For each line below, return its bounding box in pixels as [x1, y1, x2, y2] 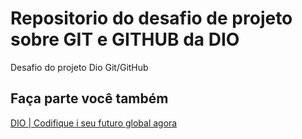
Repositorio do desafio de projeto [10, 7, 293, 30]
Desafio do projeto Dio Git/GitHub [10, 61, 149, 73]
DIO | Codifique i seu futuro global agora [10, 117, 178, 129]
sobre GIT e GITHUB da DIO [10, 28, 240, 51]
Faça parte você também [10, 90, 169, 107]
